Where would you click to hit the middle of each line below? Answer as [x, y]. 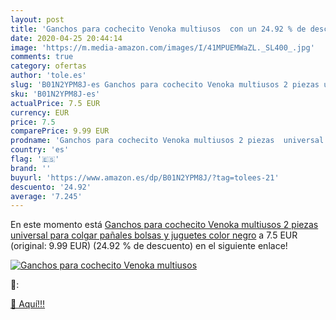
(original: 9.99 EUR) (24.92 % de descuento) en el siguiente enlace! [149, 246]
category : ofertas [48, 66]
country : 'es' [40, 150]
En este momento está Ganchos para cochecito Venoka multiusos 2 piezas [164, 225]
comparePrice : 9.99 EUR [60, 131]
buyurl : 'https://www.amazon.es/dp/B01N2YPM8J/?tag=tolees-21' [145, 177]
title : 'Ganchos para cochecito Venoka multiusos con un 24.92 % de [158, 29]
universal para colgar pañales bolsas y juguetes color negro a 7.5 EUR [154, 235]
